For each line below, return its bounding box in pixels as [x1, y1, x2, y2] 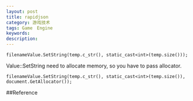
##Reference [6, 89, 38, 96]
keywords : [6, 31, 31, 36]
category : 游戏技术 [6, 19, 51, 25]
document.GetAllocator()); [6, 79, 72, 85]
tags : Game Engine [6, 25, 53, 31]
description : [6, 36, 38, 42]
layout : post [6, 8, 38, 15]
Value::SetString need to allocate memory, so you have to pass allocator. [6, 62, 182, 69]
